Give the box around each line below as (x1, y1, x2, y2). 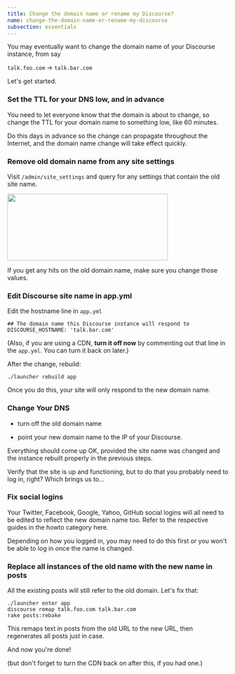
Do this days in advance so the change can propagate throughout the (7, 131, 208, 140)
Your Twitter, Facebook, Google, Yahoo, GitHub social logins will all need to (7, 508, 224, 516)
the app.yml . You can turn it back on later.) (7, 346, 129, 355)
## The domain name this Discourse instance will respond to (7, 320, 190, 328)
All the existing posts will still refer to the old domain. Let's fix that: (7, 586, 199, 595)
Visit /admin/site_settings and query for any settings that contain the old (7, 172, 220, 181)
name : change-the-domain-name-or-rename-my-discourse (7, 17, 168, 24)
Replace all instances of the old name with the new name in (7, 561, 213, 571)
